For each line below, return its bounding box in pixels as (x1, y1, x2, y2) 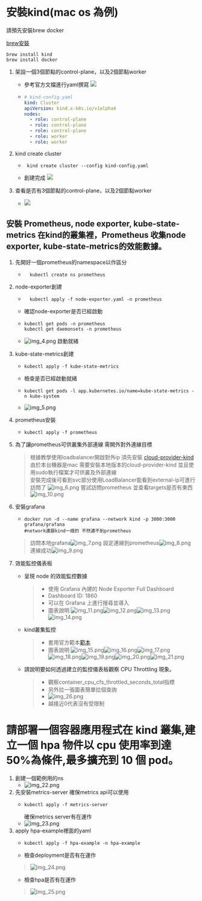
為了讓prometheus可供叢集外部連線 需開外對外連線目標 (14, 441, 153, 448)
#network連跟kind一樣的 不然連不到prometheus (24, 527, 131, 534)
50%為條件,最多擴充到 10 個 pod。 (6, 753, 179, 767)
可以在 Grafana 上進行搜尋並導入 (48, 599, 130, 607)
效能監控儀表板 (14, 559, 52, 567)
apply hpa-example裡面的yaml (14, 827, 92, 834)
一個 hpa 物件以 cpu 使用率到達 (17, 738, 172, 752)
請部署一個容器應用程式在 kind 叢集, (6, 723, 185, 737)
